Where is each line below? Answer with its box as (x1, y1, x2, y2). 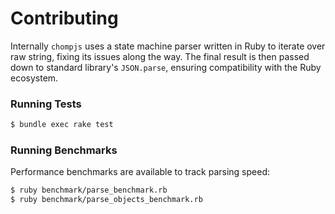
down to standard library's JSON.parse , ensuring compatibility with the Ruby (10, 61, 322, 73)
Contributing (10, 7, 119, 30)
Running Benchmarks (10, 143, 118, 157)
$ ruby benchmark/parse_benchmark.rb (10, 185, 168, 196)
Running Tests (10, 97, 82, 111)
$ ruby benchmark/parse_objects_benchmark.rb (10, 195, 203, 205)
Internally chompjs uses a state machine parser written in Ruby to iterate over (10, 40, 326, 52)
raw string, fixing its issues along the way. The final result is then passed (10, 50, 310, 62)
